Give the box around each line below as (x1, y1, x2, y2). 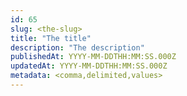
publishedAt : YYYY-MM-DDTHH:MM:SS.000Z (10, 52, 177, 62)
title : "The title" (10, 33, 92, 43)
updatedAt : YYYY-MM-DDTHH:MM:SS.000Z (10, 61, 168, 71)
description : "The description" (10, 42, 145, 53)
